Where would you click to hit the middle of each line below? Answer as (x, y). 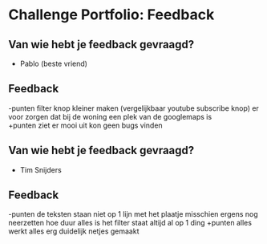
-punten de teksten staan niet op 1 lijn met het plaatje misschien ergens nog (133, 214)
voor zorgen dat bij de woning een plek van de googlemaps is (110, 116)
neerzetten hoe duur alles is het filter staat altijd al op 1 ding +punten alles (130, 223)
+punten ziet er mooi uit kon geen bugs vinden (85, 125)
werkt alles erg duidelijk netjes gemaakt (74, 231)
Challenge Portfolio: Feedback (111, 15)
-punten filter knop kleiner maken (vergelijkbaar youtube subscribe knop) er (133, 108)
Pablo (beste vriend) (54, 63)
